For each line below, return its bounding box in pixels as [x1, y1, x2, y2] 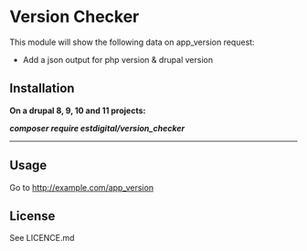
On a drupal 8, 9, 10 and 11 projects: [9, 105, 146, 116]
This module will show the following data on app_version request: [9, 37, 255, 47]
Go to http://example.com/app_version [9, 182, 153, 193]
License [9, 208, 56, 224]
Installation [9, 80, 75, 97]
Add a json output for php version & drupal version [22, 54, 213, 65]
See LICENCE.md [9, 233, 75, 244]
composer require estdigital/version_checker [9, 122, 185, 133]
